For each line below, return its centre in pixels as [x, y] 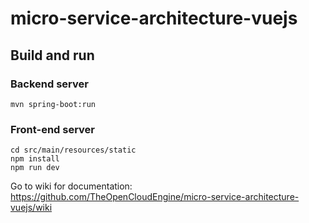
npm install [35, 159]
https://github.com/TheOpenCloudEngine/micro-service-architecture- [155, 197]
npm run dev [35, 168]
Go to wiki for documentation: [71, 186]
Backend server [49, 84]
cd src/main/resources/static [73, 150]
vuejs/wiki [31, 208]
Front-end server [52, 129]
